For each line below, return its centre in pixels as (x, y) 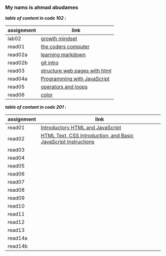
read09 (16, 198)
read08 (16, 190)
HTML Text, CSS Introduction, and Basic (87, 136)
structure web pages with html (76, 71)
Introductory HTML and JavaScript (81, 128)
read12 (16, 222)
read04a (18, 79)
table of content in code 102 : (36, 18)
